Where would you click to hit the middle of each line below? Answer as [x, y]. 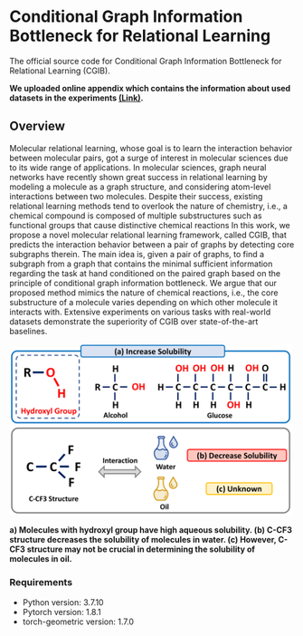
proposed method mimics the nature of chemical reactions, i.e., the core [144, 293]
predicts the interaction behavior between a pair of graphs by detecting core [152, 244]
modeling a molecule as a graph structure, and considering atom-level [140, 187]
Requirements [41, 583]
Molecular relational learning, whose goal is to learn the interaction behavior [151, 148]
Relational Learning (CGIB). [60, 71]
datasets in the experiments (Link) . [76, 98]
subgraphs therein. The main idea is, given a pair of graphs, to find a [137, 254]
